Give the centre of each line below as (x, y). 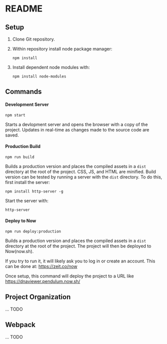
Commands (24, 92)
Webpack (20, 325)
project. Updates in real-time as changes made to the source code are (77, 129)
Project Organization (38, 297)
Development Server (27, 104)
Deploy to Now (21, 221)
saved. (12, 135)
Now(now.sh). (19, 251)
